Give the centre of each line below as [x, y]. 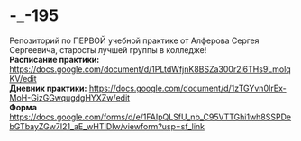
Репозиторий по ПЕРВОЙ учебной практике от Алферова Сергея [134, 40]
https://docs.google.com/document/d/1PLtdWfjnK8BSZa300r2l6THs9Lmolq [150, 69]
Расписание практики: [55, 59]
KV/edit [23, 78]
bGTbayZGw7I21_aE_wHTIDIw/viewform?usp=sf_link [107, 126]
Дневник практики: [48, 88]
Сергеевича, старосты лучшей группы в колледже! [108, 49]
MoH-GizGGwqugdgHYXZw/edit [70, 97]
